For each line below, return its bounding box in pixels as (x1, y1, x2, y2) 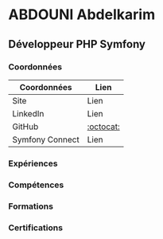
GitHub (12, 121, 39, 132)
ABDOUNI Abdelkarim (8, 6, 156, 24)
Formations (8, 201, 54, 212)
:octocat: (87, 121, 121, 132)
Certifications (8, 221, 64, 233)
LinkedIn (12, 108, 45, 119)
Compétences (8, 179, 64, 190)
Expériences (8, 158, 58, 169)
